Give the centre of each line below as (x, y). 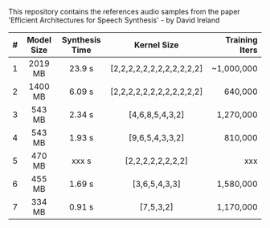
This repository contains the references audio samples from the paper (125, 12)
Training (241, 40)
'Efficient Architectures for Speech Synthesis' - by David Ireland (114, 20)
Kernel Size (156, 45)
